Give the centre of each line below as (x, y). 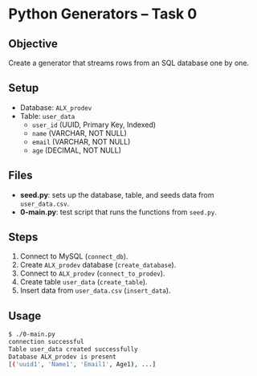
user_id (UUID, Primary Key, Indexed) (94, 125)
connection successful (46, 342)
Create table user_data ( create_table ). (84, 282)
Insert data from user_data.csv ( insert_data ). (95, 291)
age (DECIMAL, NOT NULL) (77, 150)
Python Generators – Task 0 (103, 14)
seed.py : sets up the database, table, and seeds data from (117, 194)
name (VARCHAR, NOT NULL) (79, 133)
